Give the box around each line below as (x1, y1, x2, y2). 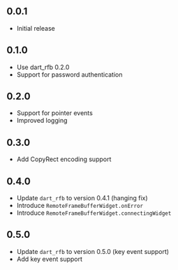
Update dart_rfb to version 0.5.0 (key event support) (16, 247, 169, 255)
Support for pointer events (16, 109, 94, 117)
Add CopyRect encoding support (16, 155, 112, 163)
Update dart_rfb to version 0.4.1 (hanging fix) (16, 194, 148, 202)
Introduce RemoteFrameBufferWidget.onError (16, 202, 144, 210)
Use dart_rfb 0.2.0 (16, 63, 70, 71)
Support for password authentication (16, 70, 123, 79)
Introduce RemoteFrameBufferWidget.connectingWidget (16, 209, 172, 217)
